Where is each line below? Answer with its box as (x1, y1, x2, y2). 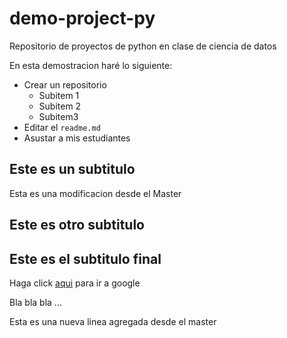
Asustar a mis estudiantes (23, 132, 131, 144)
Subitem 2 (38, 100, 82, 112)
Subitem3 (38, 110, 79, 122)
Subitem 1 (38, 89, 80, 101)
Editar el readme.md (23, 121, 101, 133)
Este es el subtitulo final (9, 250, 162, 267)
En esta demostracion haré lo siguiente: (9, 59, 173, 71)
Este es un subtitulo (9, 161, 136, 178)
